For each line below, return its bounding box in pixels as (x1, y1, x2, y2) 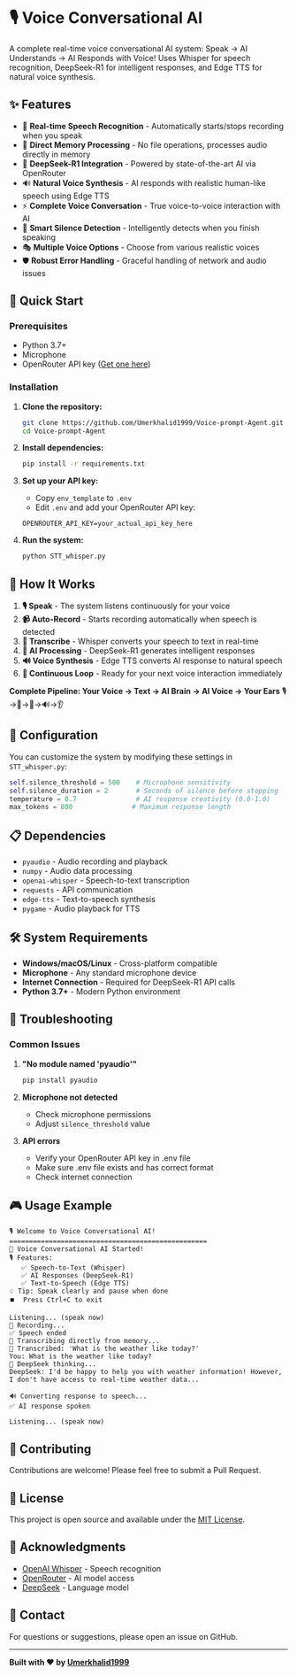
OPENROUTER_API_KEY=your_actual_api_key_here (21, 520, 193, 529)
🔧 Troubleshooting (9, 1012, 113, 1027)
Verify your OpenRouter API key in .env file (34, 1153, 192, 1163)
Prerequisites (9, 321, 68, 333)
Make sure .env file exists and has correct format (34, 1162, 214, 1172)
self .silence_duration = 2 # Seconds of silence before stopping (9, 786, 278, 795)
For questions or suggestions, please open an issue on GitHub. (9, 1631, 239, 1641)
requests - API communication (21, 884, 133, 895)
